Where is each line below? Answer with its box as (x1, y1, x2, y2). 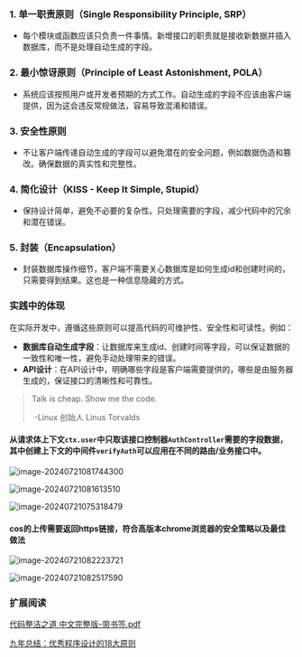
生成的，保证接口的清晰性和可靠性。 (22, 375, 158, 386)
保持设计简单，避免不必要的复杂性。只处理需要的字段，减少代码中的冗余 (22, 205, 291, 216)
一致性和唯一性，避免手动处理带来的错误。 (22, 352, 181, 363)
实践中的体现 (9, 300, 66, 313)
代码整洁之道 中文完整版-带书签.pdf (9, 619, 142, 630)
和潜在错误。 (22, 217, 70, 228)
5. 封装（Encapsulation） (9, 241, 122, 254)
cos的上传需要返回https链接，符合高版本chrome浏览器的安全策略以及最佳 (9, 522, 287, 534)
